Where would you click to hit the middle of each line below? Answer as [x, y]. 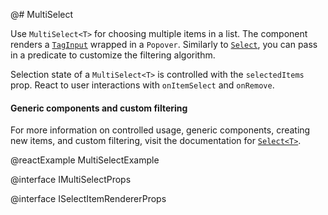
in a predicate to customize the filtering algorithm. [113, 55]
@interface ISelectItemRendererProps [88, 199]
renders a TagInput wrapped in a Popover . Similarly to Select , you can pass [164, 44]
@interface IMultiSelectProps [71, 180]
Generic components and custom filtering [99, 108]
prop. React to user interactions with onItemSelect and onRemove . [142, 85]
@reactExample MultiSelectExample [85, 160]
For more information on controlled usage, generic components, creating [160, 130]
